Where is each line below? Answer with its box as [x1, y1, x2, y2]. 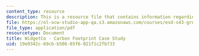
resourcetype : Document [6, 30, 65, 36]
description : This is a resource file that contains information [6, 14, 171, 20]
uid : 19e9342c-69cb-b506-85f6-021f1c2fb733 [6, 41, 115, 47]
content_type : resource [6, 8, 65, 15]
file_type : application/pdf [6, 24, 76, 31]
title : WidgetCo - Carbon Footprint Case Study [6, 36, 126, 41]
